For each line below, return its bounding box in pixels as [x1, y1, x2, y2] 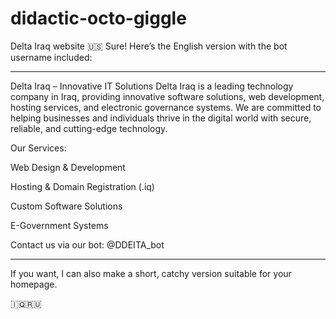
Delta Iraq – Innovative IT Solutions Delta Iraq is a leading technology [10, 80, 294, 92]
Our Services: [10, 142, 67, 154]
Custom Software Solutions [10, 200, 123, 212]
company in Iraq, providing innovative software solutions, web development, [10, 90, 325, 102]
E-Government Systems [10, 219, 109, 231]
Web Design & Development [10, 161, 126, 173]
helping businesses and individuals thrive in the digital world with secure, [10, 112, 312, 124]
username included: [10, 51, 93, 63]
